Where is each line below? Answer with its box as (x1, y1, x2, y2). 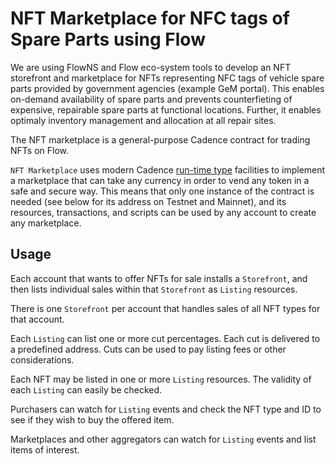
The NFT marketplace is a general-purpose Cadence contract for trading (10, 133, 311, 146)
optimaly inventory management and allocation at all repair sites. (10, 114, 277, 126)
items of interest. (10, 443, 80, 456)
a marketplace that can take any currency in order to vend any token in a (10, 174, 310, 186)
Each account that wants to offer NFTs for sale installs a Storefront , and (10, 272, 308, 284)
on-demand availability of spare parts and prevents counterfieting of (10, 93, 293, 105)
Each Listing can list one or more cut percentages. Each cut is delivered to (10, 332, 321, 344)
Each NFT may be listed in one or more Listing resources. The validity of (10, 373, 312, 385)
